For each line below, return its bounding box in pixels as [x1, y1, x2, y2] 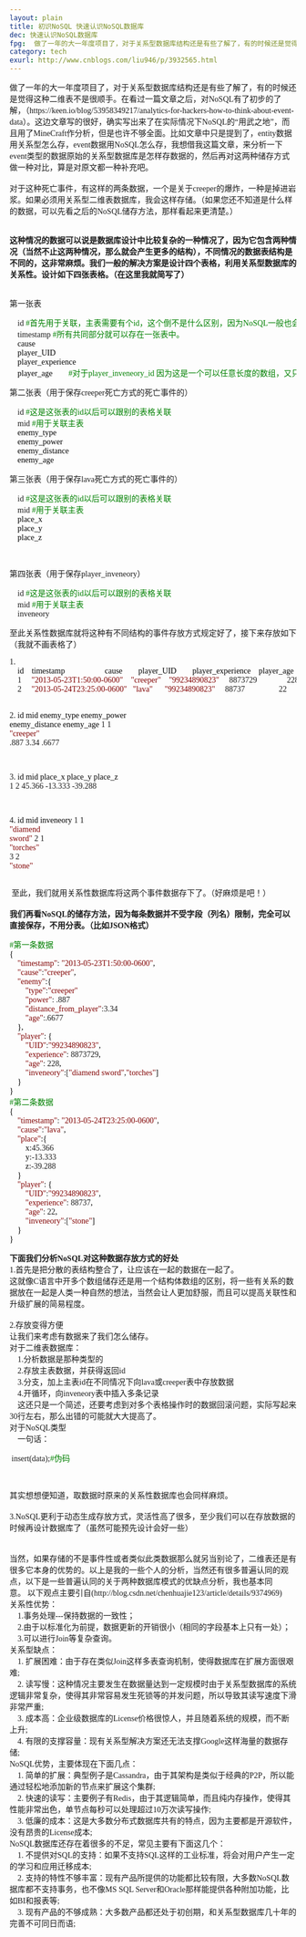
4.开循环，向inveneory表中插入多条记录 [17, 1389, 159, 1398]
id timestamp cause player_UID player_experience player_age [17, 667, 294, 676]
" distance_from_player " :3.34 [25, 1004, 118, 1013]
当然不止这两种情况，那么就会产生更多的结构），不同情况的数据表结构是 [25, 247, 293, 256]
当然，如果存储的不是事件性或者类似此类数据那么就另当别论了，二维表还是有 [9, 1554, 297, 1564]
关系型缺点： [9, 1645, 57, 1655]
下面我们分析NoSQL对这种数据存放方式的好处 [9, 1254, 179, 1263]
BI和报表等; [16, 1896, 60, 1906]
